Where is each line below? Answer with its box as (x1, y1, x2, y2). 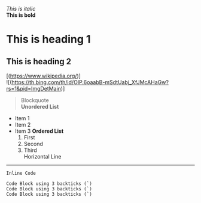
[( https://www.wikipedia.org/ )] (6, 72, 81, 79)
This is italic (6, 5, 36, 12)
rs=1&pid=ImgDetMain (6, 85, 62, 92)
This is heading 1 (6, 32, 91, 46)
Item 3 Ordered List (14, 127, 64, 135)
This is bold (6, 11, 36, 19)
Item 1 (14, 115, 30, 122)
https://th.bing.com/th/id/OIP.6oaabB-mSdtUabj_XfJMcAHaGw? (11, 79, 169, 86)
